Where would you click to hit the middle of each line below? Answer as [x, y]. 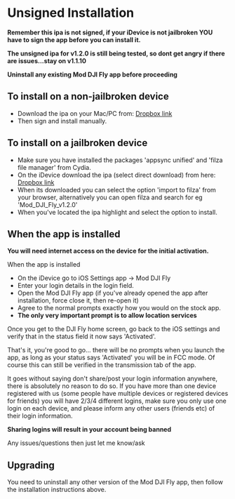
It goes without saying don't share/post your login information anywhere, [112, 379]
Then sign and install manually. [62, 121]
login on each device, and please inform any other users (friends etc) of [111, 408]
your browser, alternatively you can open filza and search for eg [110, 197]
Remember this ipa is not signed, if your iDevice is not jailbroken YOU [110, 32]
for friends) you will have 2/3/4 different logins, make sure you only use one [117, 401]
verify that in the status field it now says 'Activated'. [82, 337]
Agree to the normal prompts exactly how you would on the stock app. [119, 308]
